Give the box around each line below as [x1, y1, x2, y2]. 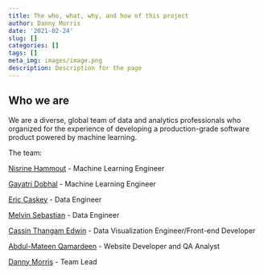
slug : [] [8, 34, 38, 43]
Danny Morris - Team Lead [8, 256, 98, 266]
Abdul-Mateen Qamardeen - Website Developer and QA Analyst [8, 241, 220, 251]
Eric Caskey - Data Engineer [8, 194, 102, 204]
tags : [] [8, 49, 38, 57]
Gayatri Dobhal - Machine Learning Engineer [8, 178, 157, 189]
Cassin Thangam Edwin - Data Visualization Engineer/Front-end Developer [8, 226, 256, 235]
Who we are [8, 94, 70, 108]
